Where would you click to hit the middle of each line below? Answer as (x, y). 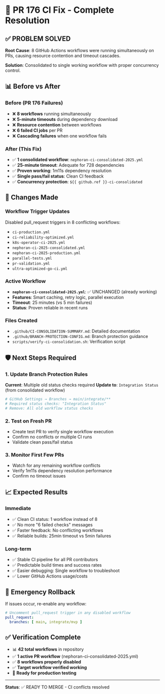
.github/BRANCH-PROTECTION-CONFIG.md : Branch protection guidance (80, 336)
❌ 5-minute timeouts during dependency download (65, 119)
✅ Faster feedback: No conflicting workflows (58, 530)
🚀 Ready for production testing (44, 673)
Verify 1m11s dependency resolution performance (62, 471)
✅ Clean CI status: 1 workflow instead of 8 (55, 519)
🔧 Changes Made (32, 197)
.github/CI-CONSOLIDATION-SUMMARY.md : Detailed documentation (76, 331)
